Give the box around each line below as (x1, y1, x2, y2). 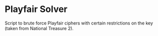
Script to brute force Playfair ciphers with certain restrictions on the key (5, 20, 153, 26)
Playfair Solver (5, 3, 67, 15)
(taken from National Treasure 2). (5, 25, 74, 31)
